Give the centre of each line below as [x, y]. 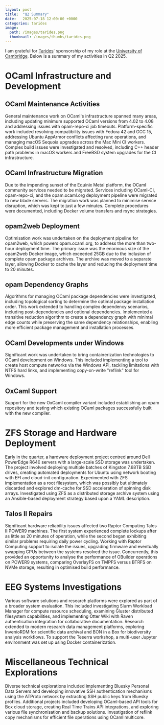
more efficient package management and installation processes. [70, 327]
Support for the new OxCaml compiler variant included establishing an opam [82, 402]
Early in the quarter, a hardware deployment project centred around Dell [78, 457]
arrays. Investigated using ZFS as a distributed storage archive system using [82, 493]
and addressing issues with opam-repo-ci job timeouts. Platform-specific [79, 126]
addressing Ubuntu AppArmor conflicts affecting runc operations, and [76, 137]
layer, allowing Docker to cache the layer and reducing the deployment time [81, 264]
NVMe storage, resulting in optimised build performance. [62, 567]
